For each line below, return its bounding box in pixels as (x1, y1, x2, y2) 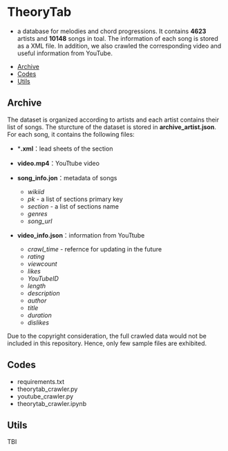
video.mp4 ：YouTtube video (17, 159, 100, 167)
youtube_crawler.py (17, 392, 74, 401)
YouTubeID (27, 274, 59, 282)
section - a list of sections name (27, 202, 120, 211)
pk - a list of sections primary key (27, 195, 123, 203)
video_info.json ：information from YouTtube (17, 231, 145, 239)
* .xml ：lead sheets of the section (17, 144, 113, 153)
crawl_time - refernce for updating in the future (27, 244, 162, 253)
